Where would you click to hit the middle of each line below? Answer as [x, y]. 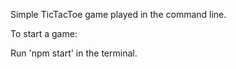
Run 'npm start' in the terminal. [74, 53]
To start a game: [44, 33]
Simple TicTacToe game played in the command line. [118, 14]
